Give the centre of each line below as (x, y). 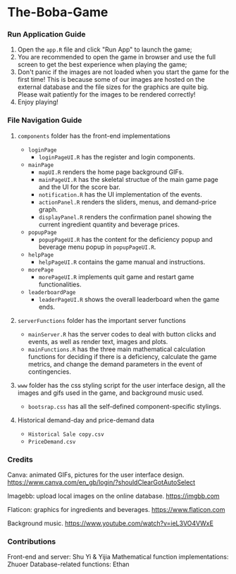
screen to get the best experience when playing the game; (102, 65)
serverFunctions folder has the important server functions (102, 320)
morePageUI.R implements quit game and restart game (116, 276)
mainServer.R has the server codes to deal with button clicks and (122, 334)
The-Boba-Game (58, 12)
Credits (20, 459)
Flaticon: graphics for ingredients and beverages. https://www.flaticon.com (116, 510)
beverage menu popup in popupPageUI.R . (97, 247)
